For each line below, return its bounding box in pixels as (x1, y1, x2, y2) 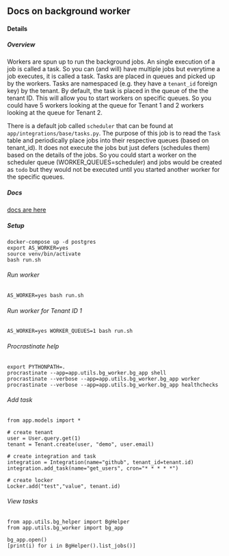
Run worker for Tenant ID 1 (7, 306, 82, 314)
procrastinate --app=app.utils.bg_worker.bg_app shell (7, 369, 167, 376)
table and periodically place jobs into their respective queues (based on (7, 136, 209, 144)
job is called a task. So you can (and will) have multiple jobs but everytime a (7, 64, 221, 73)
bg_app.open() (7, 536, 48, 543)
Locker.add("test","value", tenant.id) (7, 483, 121, 490)
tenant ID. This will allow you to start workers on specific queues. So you (7, 94, 212, 102)
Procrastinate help (7, 342, 59, 350)
